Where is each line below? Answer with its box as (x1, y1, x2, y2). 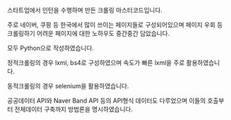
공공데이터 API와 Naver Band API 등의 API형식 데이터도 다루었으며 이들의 (7, 97, 206, 105)
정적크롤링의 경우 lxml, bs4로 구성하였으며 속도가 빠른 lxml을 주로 (7, 59, 185, 67)
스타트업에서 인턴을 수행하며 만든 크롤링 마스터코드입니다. (7, 6, 163, 14)
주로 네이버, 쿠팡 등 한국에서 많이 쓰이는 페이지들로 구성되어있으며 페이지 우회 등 (7, 21, 223, 29)
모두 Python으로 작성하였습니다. (7, 44, 95, 52)
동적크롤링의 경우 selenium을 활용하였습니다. (7, 82, 129, 90)
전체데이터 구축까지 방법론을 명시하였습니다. (14, 106, 133, 113)
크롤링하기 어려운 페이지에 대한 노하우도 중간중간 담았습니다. (7, 30, 170, 37)
